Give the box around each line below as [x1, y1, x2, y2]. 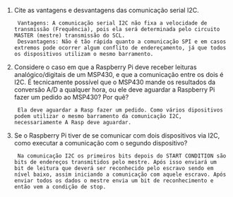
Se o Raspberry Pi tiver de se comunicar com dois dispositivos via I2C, [13, 131, 220, 140]
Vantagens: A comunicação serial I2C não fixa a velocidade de [17, 20, 208, 27]
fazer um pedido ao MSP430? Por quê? [13, 93, 129, 101]
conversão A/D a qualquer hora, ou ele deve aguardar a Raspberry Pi [13, 85, 215, 94]
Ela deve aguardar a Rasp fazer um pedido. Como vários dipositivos [17, 107, 224, 114]
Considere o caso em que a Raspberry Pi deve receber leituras [13, 63, 197, 71]
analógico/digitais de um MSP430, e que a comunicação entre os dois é [13, 71, 224, 78]
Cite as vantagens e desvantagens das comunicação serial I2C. [13, 6, 199, 14]
